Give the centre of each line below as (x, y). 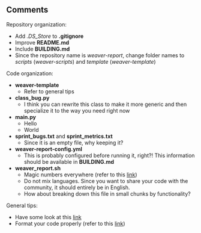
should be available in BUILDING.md (69, 161)
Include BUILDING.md (42, 49)
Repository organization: (37, 24)
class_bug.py (32, 98)
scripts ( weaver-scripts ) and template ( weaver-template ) (85, 61)
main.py (25, 117)
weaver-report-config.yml (49, 149)
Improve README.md (42, 42)
